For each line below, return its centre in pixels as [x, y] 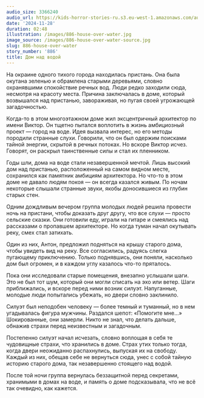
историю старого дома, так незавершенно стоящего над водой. [90, 363]
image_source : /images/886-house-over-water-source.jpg [78, 40]
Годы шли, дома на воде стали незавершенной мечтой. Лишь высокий [98, 162]
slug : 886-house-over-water [42, 46]
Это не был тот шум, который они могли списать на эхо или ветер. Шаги [101, 282]
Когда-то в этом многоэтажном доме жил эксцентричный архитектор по [101, 118]
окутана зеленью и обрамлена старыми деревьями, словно [84, 81]
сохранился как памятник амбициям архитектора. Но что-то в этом [95, 175]
